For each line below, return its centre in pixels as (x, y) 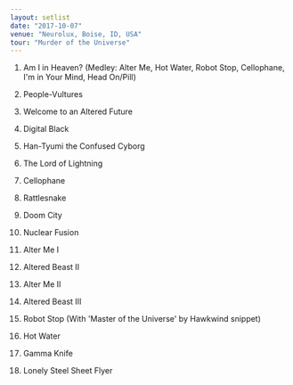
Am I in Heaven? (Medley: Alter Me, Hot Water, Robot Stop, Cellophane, (154, 68)
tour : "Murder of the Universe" (70, 42)
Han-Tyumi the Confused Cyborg (84, 146)
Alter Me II (42, 284)
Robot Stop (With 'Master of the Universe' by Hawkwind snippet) (142, 319)
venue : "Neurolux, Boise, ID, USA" (76, 34)
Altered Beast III (52, 302)
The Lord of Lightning (63, 164)
